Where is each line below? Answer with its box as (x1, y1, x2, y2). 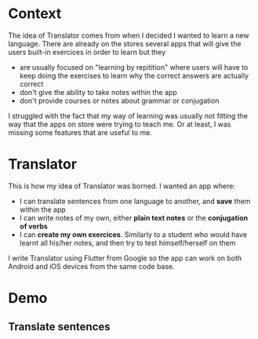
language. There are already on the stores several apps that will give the (8, 38, 242, 48)
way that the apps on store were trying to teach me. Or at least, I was (8, 119, 231, 129)
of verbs (19, 221, 49, 231)
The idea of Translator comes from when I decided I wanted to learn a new (8, 31, 249, 40)
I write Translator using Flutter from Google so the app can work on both (8, 253, 242, 263)
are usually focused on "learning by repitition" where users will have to (19, 62, 249, 71)
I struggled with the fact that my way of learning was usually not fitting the (8, 111, 249, 120)
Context (8, 5, 62, 23)
